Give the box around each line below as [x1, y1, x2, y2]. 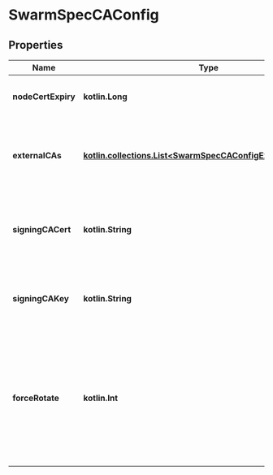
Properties [8, 38, 63, 52]
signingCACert [12, 224, 71, 235]
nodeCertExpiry [12, 91, 76, 102]
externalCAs [12, 150, 63, 161]
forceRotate [12, 392, 59, 404]
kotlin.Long [83, 91, 128, 102]
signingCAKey [12, 293, 69, 304]
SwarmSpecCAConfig [8, 6, 160, 24]
